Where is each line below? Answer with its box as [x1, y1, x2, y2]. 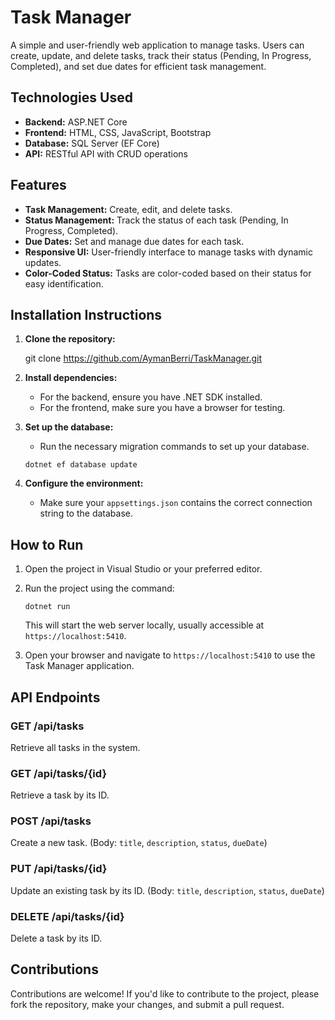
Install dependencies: [24, 372, 118, 384]
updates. [24, 256, 62, 268]
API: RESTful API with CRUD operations [24, 147, 188, 160]
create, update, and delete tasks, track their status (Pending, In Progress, [10, 49, 312, 61]
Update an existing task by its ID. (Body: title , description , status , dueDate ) [10, 884, 325, 896]
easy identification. [24, 277, 104, 290]
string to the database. [39, 507, 133, 520]
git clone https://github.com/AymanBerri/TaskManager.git [24, 352, 263, 365]
